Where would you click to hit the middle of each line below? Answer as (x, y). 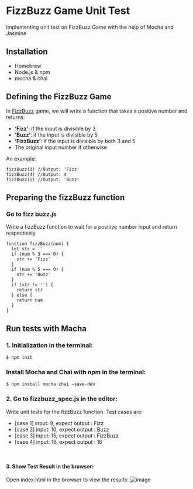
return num (30, 300)
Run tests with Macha (46, 329)
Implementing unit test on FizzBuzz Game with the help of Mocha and (90, 27)
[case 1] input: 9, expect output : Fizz (59, 423)
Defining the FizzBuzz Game (59, 97)
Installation (27, 52)
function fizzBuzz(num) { (37, 244)
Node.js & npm (32, 72)
